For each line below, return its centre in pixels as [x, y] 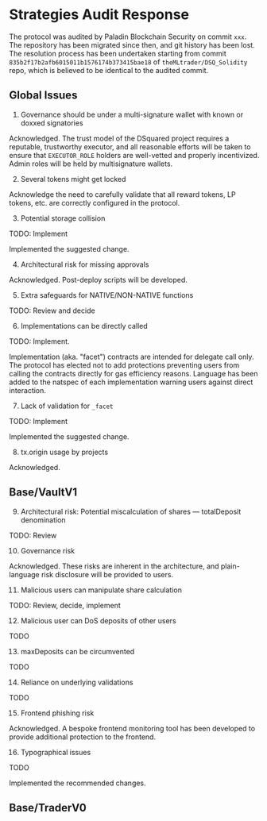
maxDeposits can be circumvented [77, 651]
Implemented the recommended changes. [77, 783]
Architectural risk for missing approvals [85, 264]
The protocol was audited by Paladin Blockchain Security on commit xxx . [128, 37]
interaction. [28, 390]
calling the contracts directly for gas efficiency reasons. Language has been [133, 373]
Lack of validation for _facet [67, 406]
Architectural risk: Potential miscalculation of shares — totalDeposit [131, 511]
